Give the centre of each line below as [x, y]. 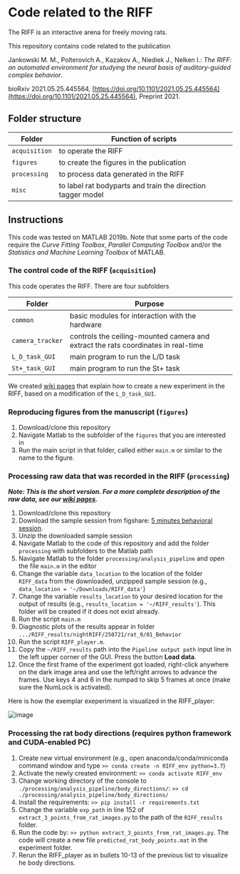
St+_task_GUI [34, 368]
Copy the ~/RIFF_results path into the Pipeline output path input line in [125, 649]
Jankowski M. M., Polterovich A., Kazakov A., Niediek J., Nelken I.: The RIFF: [120, 60]
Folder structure [45, 119]
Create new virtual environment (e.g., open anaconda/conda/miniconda [123, 758]
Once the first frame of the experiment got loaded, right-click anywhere [124, 664]
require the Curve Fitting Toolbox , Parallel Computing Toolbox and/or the [115, 245]
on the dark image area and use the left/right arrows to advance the [118, 672]
